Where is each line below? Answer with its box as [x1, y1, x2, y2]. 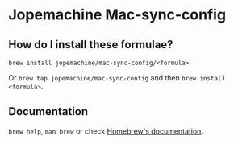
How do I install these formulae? [8, 38, 173, 51]
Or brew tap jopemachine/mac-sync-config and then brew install [8, 73, 226, 82]
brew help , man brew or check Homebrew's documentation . [8, 126, 204, 136]
